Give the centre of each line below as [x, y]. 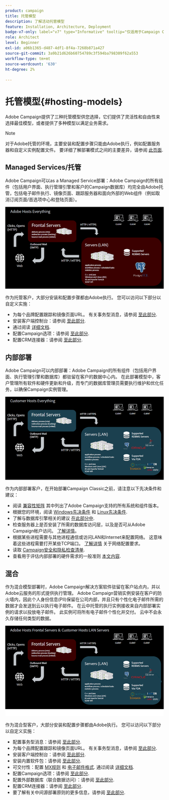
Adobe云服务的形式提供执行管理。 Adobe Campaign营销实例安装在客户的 [81, 593]
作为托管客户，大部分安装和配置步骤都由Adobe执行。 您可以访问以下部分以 [83, 298]
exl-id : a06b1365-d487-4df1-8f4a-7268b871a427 [55, 48]
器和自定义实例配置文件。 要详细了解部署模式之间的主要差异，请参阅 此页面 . [84, 150]
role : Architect [22, 37]
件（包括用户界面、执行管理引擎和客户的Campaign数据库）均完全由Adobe [82, 186]
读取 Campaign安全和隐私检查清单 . [49, 550]
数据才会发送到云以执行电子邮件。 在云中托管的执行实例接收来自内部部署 [81, 606]
